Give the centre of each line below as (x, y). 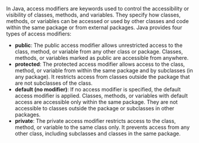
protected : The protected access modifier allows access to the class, (100, 64)
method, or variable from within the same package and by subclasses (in (104, 70)
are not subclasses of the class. (54, 83)
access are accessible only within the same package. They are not (96, 102)
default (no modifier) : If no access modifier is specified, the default (98, 89)
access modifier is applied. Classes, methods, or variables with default (101, 96)
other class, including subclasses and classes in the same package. (98, 134)
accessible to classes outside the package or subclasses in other (94, 108)
